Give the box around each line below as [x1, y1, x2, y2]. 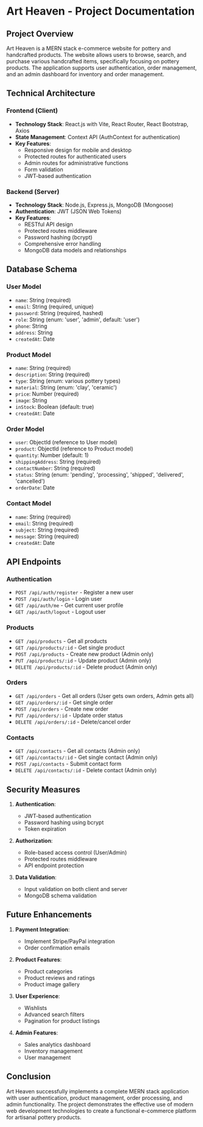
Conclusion [6, 1072, 51, 1082]
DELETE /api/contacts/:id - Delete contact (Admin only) [15, 767, 157, 774]
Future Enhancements [6, 909, 93, 920]
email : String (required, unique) [15, 303, 94, 310]
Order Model [6, 425, 45, 433]
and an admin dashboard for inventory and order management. [6, 71, 165, 77]
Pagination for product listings [24, 1017, 101, 1025]
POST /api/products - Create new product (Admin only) [15, 650, 154, 658]
